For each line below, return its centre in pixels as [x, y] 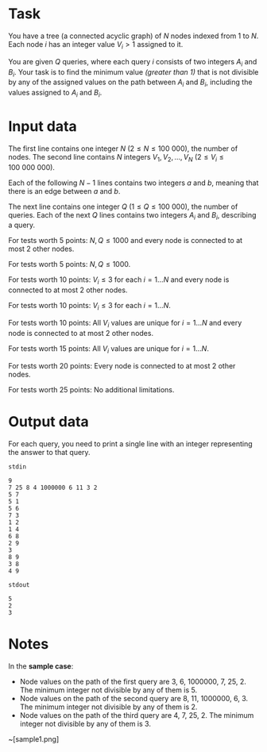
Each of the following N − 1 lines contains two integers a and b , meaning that [133, 183]
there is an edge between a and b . [64, 191]
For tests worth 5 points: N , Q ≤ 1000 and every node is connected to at [126, 241]
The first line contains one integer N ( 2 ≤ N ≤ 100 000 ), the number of [123, 148]
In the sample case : [41, 666]
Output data [48, 421]
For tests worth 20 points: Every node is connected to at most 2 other [122, 365]
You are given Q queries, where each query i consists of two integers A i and [133, 62]
